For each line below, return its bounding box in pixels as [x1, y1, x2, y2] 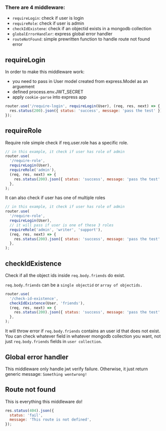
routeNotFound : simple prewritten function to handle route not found [12, 36, 150, 42]
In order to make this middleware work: [5, 69, 85, 75]
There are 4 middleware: [5, 4, 65, 11]
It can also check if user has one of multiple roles [5, 195, 105, 201]
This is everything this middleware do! [5, 398, 83, 404]
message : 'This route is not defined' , [9, 417, 92, 422]
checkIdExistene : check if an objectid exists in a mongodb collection [12, 26, 152, 32]
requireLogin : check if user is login [12, 15, 84, 21]
